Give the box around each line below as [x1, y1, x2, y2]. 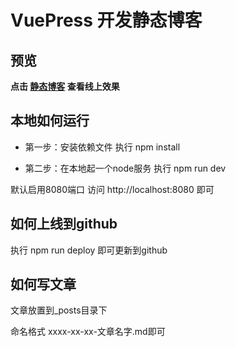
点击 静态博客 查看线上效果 [10, 81, 120, 92]
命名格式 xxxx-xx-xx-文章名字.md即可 [10, 326, 166, 338]
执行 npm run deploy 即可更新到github [10, 244, 168, 256]
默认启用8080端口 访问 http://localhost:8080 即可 [10, 183, 215, 195]
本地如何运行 [10, 112, 90, 130]
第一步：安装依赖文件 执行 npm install [24, 141, 181, 153]
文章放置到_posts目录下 [10, 304, 108, 316]
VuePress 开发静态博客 [10, 9, 203, 32]
